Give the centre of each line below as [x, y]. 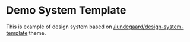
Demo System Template [66, 10]
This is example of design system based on [59, 27]
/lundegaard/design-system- [148, 27]
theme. [37, 33]
